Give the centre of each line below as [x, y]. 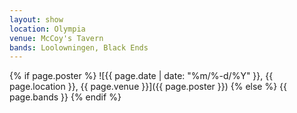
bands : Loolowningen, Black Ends [79, 47]
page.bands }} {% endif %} [65, 97]
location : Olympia [47, 29]
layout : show [36, 19]
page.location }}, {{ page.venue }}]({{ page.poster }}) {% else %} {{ [148, 87]
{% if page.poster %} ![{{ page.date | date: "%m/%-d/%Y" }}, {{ [141, 76]
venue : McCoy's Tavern [56, 38]
